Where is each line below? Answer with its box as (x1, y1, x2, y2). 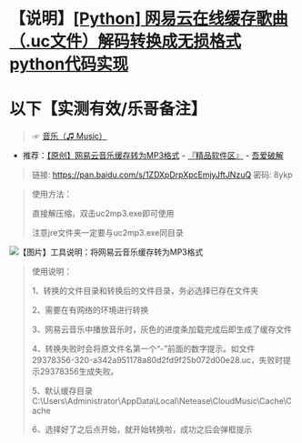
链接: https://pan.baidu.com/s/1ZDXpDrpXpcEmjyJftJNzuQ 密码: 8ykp (31, 169, 293, 180)
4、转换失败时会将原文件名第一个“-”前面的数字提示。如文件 (31, 343, 256, 355)
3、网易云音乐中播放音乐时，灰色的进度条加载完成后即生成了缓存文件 (31, 324, 293, 335)
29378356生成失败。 (39, 366, 119, 378)
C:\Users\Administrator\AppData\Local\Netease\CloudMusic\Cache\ (31, 396, 287, 407)
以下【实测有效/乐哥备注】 (9, 99, 207, 119)
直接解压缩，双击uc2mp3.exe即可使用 (31, 208, 175, 219)
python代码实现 (9, 54, 129, 75)
